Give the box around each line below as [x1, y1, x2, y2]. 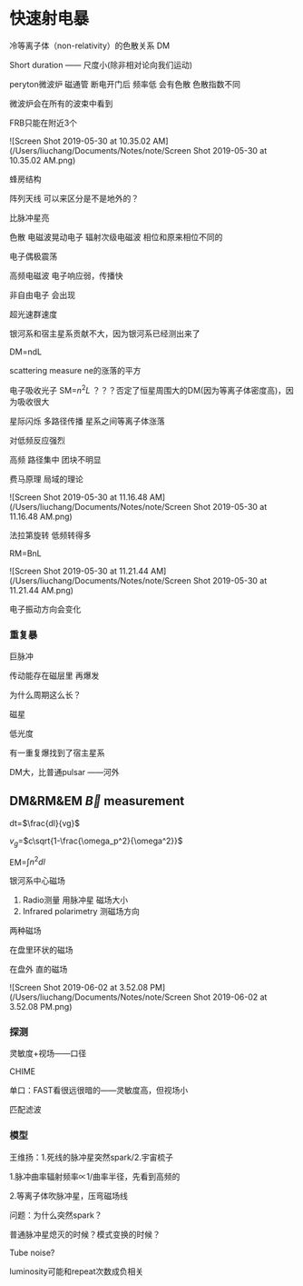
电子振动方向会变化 [9, 603, 82, 614]
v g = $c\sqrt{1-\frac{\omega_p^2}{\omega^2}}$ [9, 835, 183, 848]
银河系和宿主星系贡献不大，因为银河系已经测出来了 [9, 328, 200, 339]
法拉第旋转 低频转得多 [9, 529, 92, 541]
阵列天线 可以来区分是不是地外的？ [9, 193, 139, 204]
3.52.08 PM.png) [9, 1002, 73, 1012]
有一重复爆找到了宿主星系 [9, 747, 105, 758]
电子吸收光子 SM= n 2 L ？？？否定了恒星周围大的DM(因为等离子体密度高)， [9, 383, 287, 395]
